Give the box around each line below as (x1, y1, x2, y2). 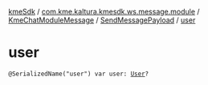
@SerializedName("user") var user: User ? (8, 70, 149, 78)
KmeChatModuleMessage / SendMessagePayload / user (8, 15, 196, 25)
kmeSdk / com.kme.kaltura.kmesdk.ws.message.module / (8, 7, 200, 16)
